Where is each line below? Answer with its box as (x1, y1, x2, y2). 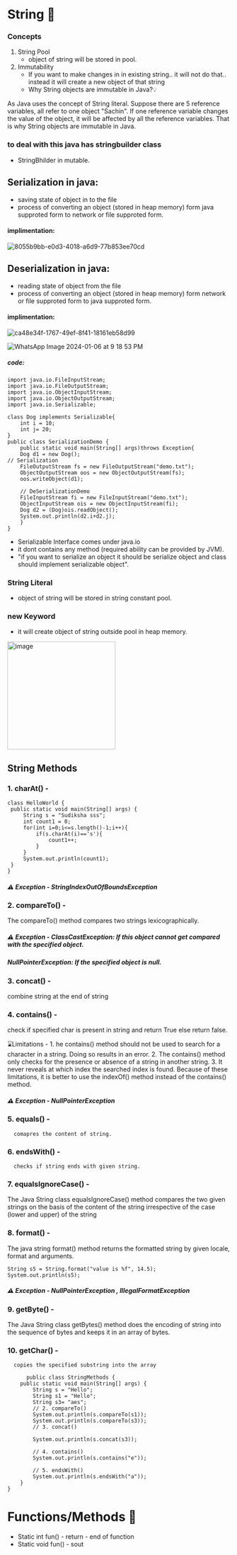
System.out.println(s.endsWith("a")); (33, 1473, 147, 1481)
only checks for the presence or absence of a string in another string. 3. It (7, 1058, 223, 1066)
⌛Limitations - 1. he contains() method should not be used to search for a (7, 1040, 221, 1049)
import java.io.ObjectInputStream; (7, 389, 112, 396)
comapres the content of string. (13, 1130, 112, 1137)
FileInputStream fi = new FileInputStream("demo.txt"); (20, 494, 189, 501)
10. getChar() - (7, 1345, 59, 1355)
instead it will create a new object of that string (28, 78, 165, 86)
